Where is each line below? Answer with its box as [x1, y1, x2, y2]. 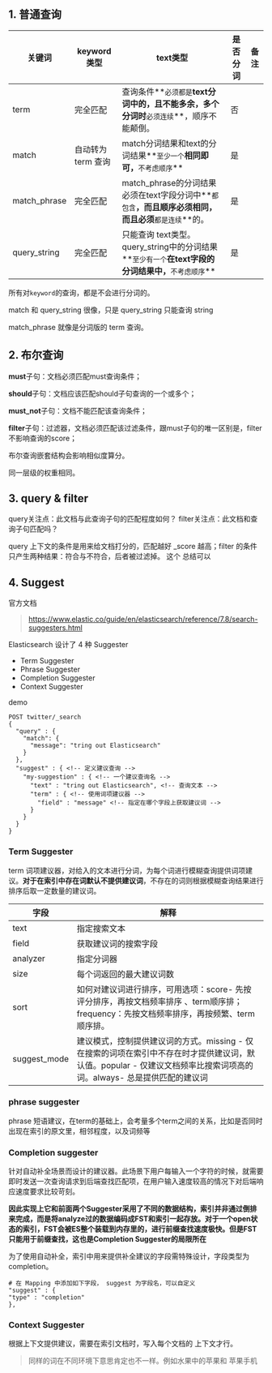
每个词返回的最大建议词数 [76, 968, 175, 980]
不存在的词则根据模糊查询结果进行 [149, 875, 264, 886]
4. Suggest [8, 575, 65, 590]
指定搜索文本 [76, 923, 126, 934]
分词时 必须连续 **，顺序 [121, 110, 209, 122]
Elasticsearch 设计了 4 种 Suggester [8, 640, 129, 650]
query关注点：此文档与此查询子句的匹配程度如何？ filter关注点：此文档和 [8, 514, 251, 524]
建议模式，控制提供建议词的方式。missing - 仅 [76, 1035, 254, 1046]
